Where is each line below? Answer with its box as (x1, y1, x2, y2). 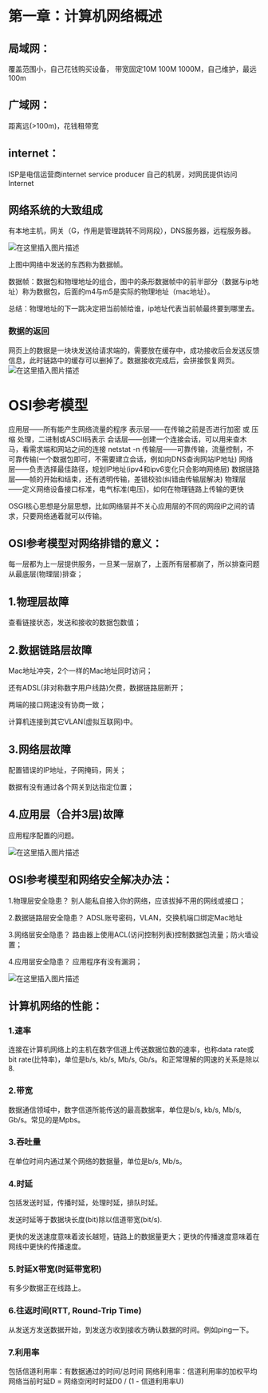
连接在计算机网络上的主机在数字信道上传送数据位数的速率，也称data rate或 (8, 1045, 254, 1055)
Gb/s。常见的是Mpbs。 (8, 1114, 85, 1124)
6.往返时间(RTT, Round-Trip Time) (8, 1305, 142, 1316)
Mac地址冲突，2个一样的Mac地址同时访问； (8, 666, 153, 675)
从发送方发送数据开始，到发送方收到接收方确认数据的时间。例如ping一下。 (8, 1324, 254, 1334)
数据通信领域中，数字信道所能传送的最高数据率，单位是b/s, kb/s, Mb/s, (8, 1105, 242, 1114)
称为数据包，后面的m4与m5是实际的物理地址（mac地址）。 (22, 287, 215, 296)
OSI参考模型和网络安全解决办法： (8, 873, 173, 887)
